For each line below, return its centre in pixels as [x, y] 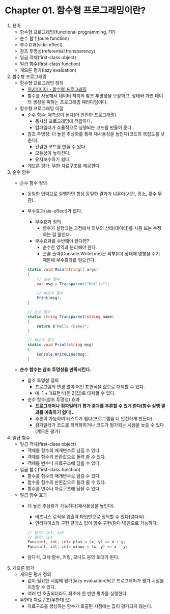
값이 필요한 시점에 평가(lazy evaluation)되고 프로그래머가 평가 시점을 [95, 581]
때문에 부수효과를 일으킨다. [69, 260]
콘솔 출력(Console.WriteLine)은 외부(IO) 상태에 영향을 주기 [101, 253]
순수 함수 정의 [33, 183]
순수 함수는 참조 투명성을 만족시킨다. [55, 369]
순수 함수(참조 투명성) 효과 [53, 399]
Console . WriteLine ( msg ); [63, 354]
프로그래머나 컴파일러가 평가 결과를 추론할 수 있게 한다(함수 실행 [97, 406]
